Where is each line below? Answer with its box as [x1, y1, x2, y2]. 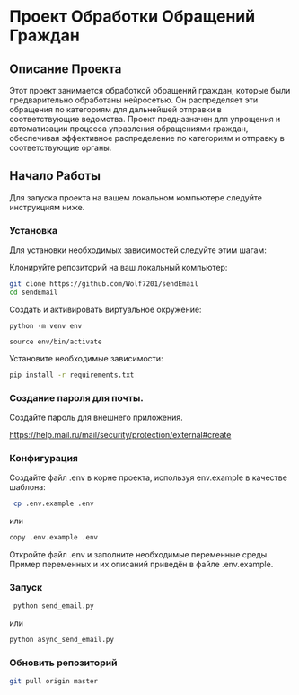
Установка [9, 224, 58, 236]
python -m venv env [9, 321, 83, 330]
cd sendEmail [9, 288, 58, 297]
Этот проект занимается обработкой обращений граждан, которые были [9, 85, 291, 95]
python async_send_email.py [9, 636, 115, 645]
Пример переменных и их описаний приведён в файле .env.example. [9, 559, 274, 570]
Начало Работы [9, 168, 101, 183]
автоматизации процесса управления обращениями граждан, [9, 123, 249, 134]
